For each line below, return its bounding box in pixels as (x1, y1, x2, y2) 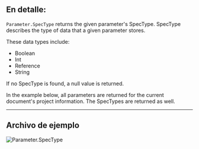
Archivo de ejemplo (6, 121, 80, 131)
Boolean (14, 50, 36, 57)
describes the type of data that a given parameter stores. (6, 27, 146, 34)
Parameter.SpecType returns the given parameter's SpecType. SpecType (6, 20, 181, 27)
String (14, 68, 30, 76)
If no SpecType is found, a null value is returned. (6, 80, 124, 87)
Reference (14, 62, 40, 69)
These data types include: (6, 38, 70, 45)
